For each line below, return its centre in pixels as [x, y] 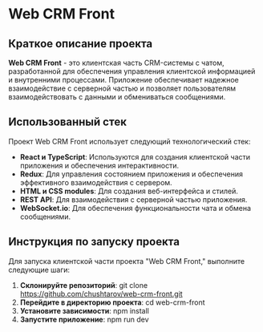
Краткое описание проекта [81, 44]
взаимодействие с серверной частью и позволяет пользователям [122, 88]
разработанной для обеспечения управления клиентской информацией [132, 71]
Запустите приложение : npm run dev [85, 319]
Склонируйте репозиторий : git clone [84, 285]
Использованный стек [67, 122]
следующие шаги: [39, 269]
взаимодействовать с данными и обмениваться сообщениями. [117, 97]
